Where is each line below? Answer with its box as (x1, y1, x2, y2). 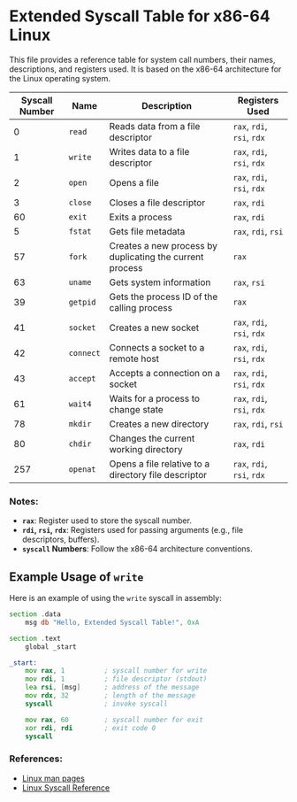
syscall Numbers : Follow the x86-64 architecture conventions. (21, 544, 254, 554)
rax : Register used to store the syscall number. (21, 515, 193, 526)
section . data (9, 610, 62, 619)
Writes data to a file (109, 145, 190, 158)
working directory (109, 443, 183, 455)
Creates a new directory (109, 418, 209, 430)
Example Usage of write (9, 569, 144, 584)
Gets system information (109, 276, 211, 289)
